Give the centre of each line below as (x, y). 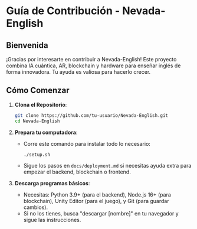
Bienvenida (27, 45)
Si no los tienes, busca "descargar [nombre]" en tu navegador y (101, 214)
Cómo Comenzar (38, 91)
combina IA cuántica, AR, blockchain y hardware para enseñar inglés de (93, 66)
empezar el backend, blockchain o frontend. (77, 172)
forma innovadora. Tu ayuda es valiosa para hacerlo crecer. (78, 72)
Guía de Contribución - (63, 11)
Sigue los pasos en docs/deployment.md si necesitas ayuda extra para (107, 166)
